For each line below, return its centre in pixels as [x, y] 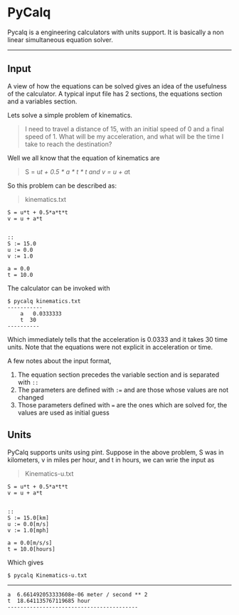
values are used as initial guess [64, 412]
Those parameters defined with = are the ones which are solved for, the [122, 405]
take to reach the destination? [68, 144]
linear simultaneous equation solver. [60, 39]
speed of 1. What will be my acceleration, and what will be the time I [124, 136]
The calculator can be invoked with [59, 288]
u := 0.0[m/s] [28, 524]
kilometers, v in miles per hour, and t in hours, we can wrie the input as [111, 459]
